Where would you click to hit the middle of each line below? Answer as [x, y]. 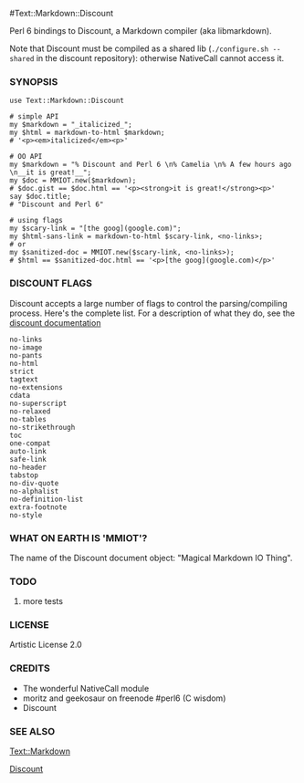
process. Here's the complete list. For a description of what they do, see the [152, 313]
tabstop [24, 475]
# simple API [34, 117]
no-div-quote [34, 483]
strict [22, 371]
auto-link [28, 451]
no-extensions [37, 387]
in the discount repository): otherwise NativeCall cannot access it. [160, 58]
